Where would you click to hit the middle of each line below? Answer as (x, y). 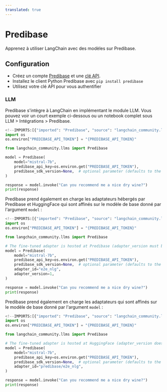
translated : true (23, 10)
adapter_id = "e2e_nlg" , (38, 269)
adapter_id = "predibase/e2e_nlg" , (49, 367)
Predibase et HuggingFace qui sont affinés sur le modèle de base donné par (83, 204)
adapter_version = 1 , (34, 274)
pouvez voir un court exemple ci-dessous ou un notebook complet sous (79, 116)
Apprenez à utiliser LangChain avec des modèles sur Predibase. (71, 48)
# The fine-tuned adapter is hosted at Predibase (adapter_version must (82, 246)
